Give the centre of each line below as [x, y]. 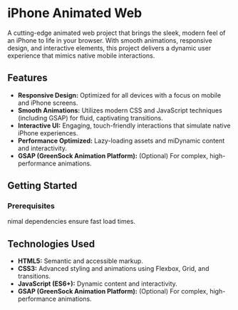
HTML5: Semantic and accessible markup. [81, 261]
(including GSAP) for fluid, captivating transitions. [90, 118]
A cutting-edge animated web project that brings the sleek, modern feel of [117, 33]
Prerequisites [31, 206]
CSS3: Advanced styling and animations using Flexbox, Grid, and [113, 269]
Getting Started [42, 186]
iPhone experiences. [48, 133]
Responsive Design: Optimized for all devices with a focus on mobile [119, 95]
